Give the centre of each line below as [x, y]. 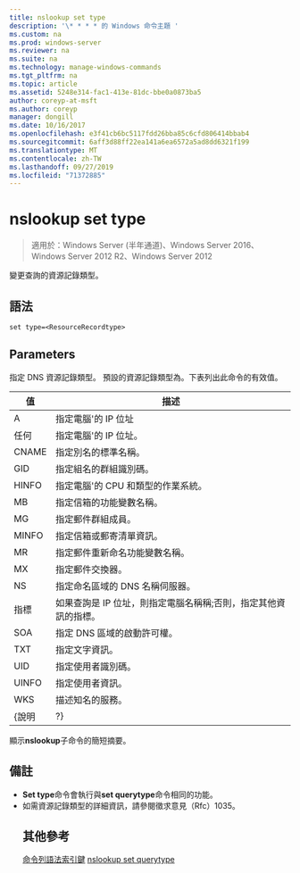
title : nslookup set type [57, 17]
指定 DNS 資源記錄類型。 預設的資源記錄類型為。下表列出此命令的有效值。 [146, 377]
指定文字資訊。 [87, 650]
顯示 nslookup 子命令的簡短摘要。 [70, 740]
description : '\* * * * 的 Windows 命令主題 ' [94, 26]
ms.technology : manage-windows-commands [86, 68]
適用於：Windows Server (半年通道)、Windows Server [131, 245]
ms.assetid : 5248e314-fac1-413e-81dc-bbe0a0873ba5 [105, 92]
